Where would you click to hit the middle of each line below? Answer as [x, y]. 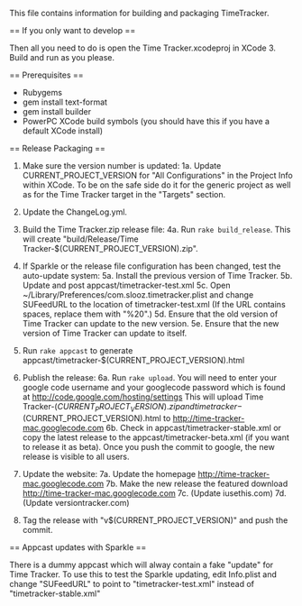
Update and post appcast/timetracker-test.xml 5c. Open [126, 285]
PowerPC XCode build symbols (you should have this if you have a [146, 121]
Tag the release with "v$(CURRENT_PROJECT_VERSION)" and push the [155, 520]
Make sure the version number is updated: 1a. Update [122, 165]
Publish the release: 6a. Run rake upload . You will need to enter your [150, 377]
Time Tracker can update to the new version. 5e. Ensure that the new [151, 323]
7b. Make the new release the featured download [197, 483]
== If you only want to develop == [73, 30]
